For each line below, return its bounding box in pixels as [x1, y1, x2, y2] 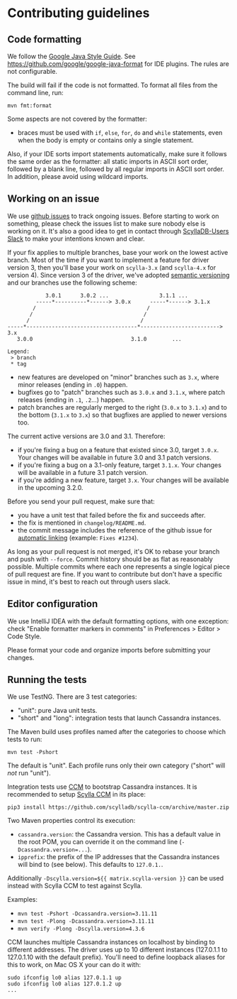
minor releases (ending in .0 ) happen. [17, 380, 128, 388]
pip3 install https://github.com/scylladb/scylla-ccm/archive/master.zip [7, 804, 230, 811]
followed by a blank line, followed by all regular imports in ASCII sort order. [7, 165, 225, 173]
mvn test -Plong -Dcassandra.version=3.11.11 [17, 918, 154, 925]
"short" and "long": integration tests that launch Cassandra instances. [17, 714, 221, 722]
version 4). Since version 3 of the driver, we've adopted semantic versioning [7, 271, 230, 279]
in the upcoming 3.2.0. [17, 483, 83, 491]
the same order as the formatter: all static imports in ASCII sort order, [7, 158, 209, 165]
